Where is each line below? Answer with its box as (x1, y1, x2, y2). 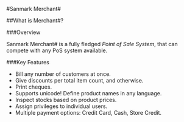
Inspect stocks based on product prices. (15, 97, 117, 103)
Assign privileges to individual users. (15, 103, 108, 110)
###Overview (6, 29, 41, 36)
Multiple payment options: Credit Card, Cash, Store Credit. (15, 109, 162, 116)
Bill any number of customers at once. (15, 70, 111, 78)
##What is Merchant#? (6, 17, 64, 24)
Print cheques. (15, 83, 52, 90)
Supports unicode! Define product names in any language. (15, 90, 162, 97)
